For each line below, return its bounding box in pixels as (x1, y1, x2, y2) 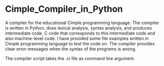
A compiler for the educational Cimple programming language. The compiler (5, 20, 160, 26)
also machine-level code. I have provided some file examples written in (5, 35, 149, 41)
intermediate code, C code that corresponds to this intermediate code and (5, 30, 156, 36)
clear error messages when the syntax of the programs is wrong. (5, 46, 137, 52)
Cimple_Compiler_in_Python (5, 3, 123, 15)
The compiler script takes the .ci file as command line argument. (5, 55, 135, 61)
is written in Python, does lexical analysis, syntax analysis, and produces (5, 25, 152, 31)
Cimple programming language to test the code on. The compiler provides (5, 40, 155, 46)
